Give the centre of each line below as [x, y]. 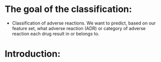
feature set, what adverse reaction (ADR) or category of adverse [79, 28]
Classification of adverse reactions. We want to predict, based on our [84, 23]
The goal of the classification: [68, 9]
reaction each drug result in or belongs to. [56, 33]
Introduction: [33, 54]
